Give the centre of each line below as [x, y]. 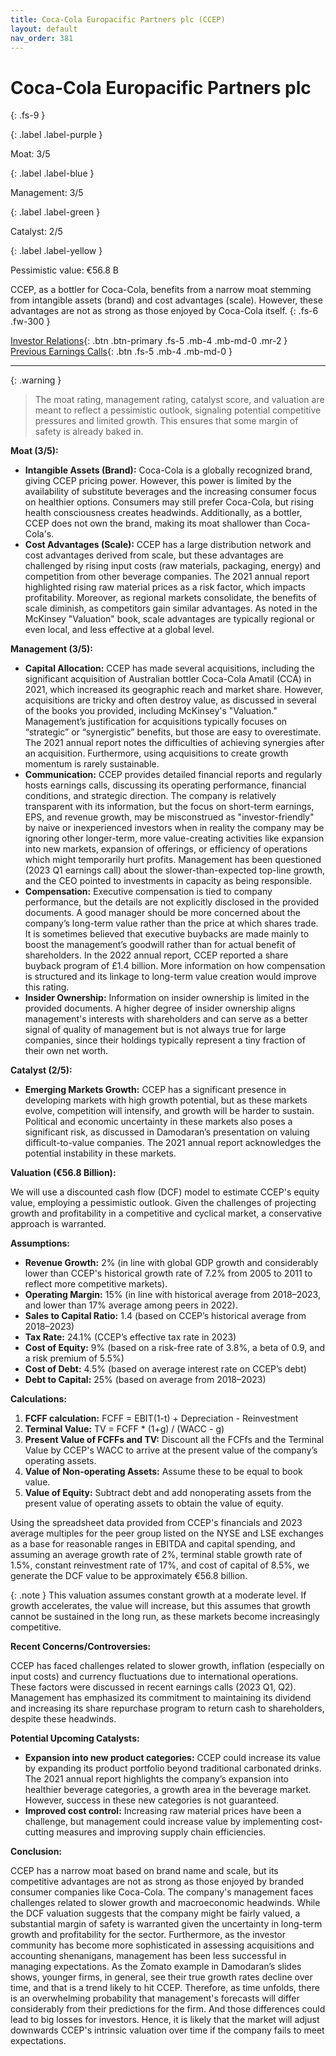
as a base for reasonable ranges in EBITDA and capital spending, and [153, 1544]
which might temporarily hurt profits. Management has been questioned [173, 860]
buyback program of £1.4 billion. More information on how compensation [175, 966]
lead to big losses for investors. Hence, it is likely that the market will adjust [165, 2020]
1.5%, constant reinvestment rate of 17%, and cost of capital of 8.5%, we [160, 1565]
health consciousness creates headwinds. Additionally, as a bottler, [163, 513]
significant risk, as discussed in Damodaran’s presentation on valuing [167, 1132]
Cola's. [39, 534]
